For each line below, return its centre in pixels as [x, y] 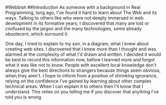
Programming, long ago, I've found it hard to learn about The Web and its [81, 13]
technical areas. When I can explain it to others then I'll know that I [74, 86]
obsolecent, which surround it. [37, 34]
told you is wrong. [24, 97]
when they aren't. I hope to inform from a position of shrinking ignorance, [81, 76]
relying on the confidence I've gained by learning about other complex [78, 81]
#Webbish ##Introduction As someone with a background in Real [73, 7]
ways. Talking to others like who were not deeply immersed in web [74, 18]
